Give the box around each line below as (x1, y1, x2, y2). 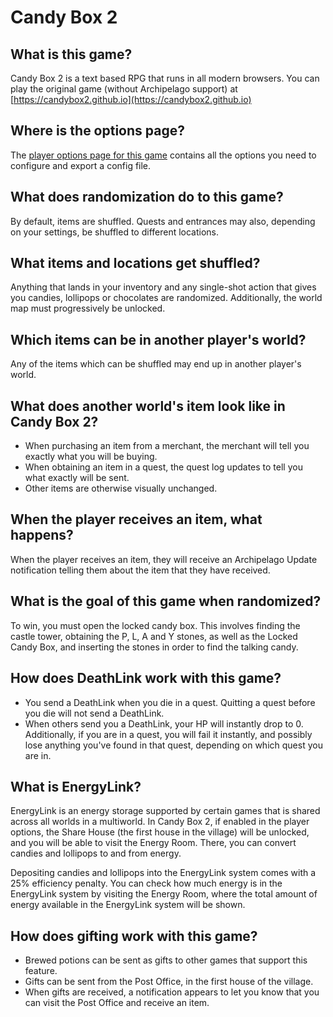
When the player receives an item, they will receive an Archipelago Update (10, 553, 318, 565)
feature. (24, 965, 58, 977)
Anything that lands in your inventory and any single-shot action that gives (10, 281, 317, 293)
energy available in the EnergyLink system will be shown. (10, 899, 246, 911)
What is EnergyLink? (10, 778, 142, 795)
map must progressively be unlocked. (10, 302, 166, 315)
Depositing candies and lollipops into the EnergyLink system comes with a (10, 867, 317, 879)
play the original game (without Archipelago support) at (10, 83, 238, 95)
